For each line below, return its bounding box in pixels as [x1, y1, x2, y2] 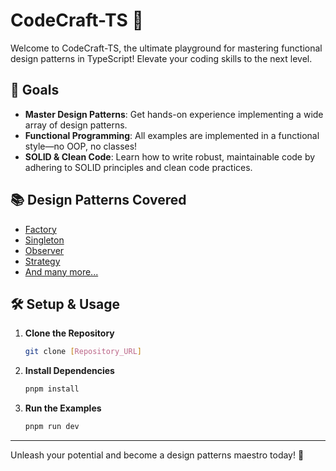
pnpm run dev [24, 422, 80, 432]
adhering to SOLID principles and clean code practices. [24, 161, 253, 173]
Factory [24, 223, 57, 235]
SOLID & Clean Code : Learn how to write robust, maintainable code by [24, 150, 316, 163]
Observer [24, 244, 65, 256]
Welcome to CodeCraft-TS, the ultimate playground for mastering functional [10, 42, 323, 54]
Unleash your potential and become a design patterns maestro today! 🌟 [10, 449, 305, 461]
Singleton [24, 234, 65, 246]
